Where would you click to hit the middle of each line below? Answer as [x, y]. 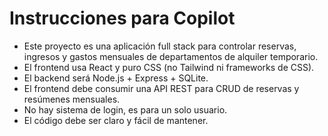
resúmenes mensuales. [72, 99]
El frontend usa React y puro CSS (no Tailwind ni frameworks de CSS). [169, 67]
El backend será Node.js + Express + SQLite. [116, 78]
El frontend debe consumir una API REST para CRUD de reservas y [161, 88]
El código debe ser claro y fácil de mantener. [116, 120]
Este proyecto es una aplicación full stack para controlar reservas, [160, 46]
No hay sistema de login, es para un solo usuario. [125, 109]
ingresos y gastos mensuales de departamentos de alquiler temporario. [171, 56]
